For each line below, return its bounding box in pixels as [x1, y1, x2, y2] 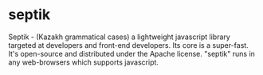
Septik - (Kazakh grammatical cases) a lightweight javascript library [8, 32, 231, 41]
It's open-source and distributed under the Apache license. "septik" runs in [8, 49, 255, 58]
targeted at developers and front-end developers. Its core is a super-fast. [8, 40, 249, 49]
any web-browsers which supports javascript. [8, 57, 159, 67]
